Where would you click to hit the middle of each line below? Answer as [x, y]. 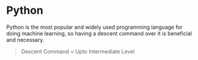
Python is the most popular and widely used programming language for [94, 27]
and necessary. [25, 40]
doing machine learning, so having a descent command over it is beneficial [99, 33]
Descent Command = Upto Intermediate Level [78, 51]
